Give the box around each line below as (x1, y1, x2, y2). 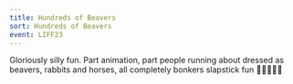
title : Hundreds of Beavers (9, 13, 117, 23)
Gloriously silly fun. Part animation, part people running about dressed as (9, 55, 285, 66)
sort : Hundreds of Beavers (9, 22, 112, 31)
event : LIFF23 (9, 30, 64, 39)
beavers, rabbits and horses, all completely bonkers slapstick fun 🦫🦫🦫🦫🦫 (9, 64, 283, 75)
